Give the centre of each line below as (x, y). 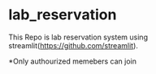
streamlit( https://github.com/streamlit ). (73, 45)
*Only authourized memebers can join (72, 61)
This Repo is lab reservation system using (78, 37)
